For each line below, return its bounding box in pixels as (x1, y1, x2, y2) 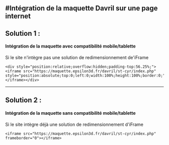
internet (5, 12, 31, 21)
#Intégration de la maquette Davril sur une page (5, 4, 158, 13)
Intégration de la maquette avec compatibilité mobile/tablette (5, 43, 136, 50)
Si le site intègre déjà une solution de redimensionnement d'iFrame (5, 121, 143, 127)
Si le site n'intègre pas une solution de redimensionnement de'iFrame (5, 54, 149, 60)
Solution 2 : (5, 96, 42, 105)
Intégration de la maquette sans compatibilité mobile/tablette (5, 110, 136, 116)
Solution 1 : (5, 29, 40, 37)
